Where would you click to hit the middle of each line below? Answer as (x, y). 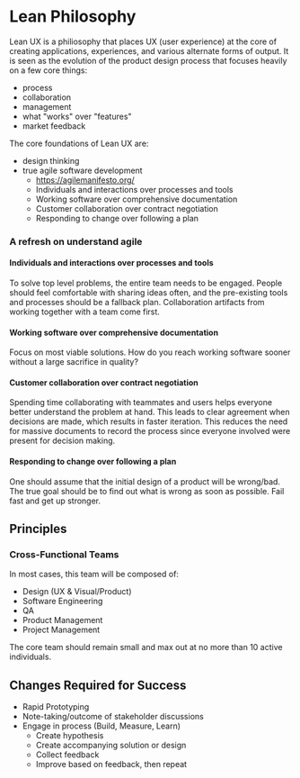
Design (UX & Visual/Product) (77, 592)
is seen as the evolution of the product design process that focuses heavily (148, 60)
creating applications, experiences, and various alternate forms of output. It (149, 50)
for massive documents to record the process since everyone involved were (150, 431)
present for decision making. (62, 441)
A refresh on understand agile (76, 241)
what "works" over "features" (77, 116)
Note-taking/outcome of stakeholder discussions (113, 717)
